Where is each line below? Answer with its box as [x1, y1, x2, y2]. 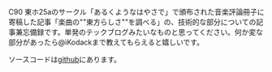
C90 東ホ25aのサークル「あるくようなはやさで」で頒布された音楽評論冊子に [8, 7, 265, 16]
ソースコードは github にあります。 [8, 55, 122, 64]
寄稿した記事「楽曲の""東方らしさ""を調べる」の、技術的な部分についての [8, 17, 257, 27]
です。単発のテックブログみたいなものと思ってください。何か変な [43, 28, 264, 36]
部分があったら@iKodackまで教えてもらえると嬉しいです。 [8, 37, 205, 47]
